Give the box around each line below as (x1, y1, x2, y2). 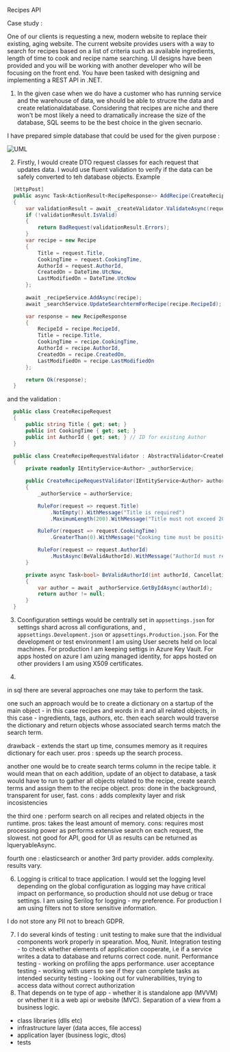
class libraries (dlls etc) (16, 1016, 83, 1025)
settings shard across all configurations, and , (16, 623, 146, 631)
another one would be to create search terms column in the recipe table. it (7, 762, 216, 770)
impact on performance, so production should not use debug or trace (16, 890, 214, 897)
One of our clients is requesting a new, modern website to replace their (7, 32, 207, 40)
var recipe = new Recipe (25, 237, 97, 244)
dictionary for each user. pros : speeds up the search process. (7, 749, 183, 757)
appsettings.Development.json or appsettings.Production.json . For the (16, 630, 219, 638)
